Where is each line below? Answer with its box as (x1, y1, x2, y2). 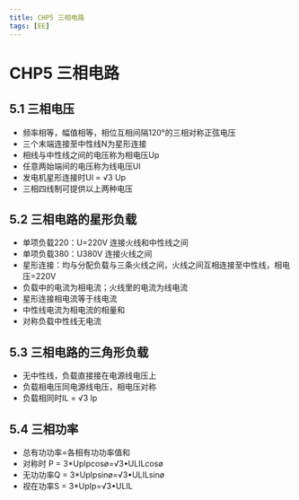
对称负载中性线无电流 (22, 316, 101, 327)
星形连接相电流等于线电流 (22, 294, 118, 304)
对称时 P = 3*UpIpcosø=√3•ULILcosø (22, 458, 163, 469)
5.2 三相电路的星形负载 (9, 212, 137, 227)
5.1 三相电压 (9, 101, 75, 117)
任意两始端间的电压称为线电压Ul (22, 161, 141, 171)
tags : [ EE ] (9, 22, 50, 31)
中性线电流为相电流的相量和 (22, 304, 126, 315)
